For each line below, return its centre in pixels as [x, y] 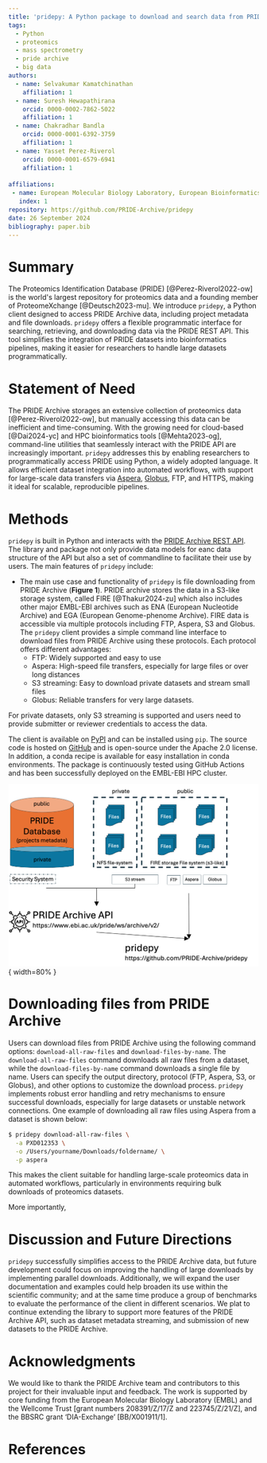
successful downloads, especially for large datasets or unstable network [127, 1102]
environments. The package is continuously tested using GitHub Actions [126, 765]
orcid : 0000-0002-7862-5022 [69, 109]
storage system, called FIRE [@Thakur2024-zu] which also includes [131, 599]
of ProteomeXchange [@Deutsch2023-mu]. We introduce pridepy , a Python [132, 305]
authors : [23, 76]
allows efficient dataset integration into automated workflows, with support [131, 470]
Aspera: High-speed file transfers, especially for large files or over [140, 666]
